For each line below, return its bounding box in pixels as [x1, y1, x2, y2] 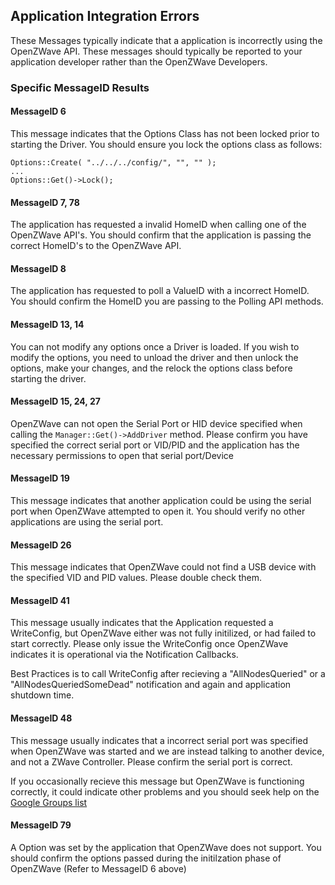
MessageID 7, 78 [10, 196, 80, 208]
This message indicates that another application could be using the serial [10, 494, 312, 506]
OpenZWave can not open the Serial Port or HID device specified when [10, 417, 303, 429]
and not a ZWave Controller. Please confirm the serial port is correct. [10, 755, 293, 768]
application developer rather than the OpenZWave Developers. [10, 55, 268, 68]
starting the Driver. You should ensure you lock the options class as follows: [10, 138, 323, 150]
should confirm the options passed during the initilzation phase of [10, 852, 282, 864]
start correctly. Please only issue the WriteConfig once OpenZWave [10, 638, 289, 650]
